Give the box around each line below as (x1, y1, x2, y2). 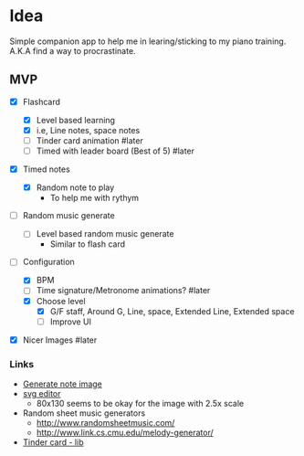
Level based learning (36, 114, 116, 125)
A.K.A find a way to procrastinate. (9, 45, 136, 56)
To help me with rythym (49, 193, 140, 204)
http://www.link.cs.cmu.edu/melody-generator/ (36, 427, 215, 439)
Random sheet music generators (22, 408, 146, 419)
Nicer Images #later (22, 334, 98, 345)
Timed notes (22, 164, 70, 175)
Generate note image (22, 378, 102, 389)
